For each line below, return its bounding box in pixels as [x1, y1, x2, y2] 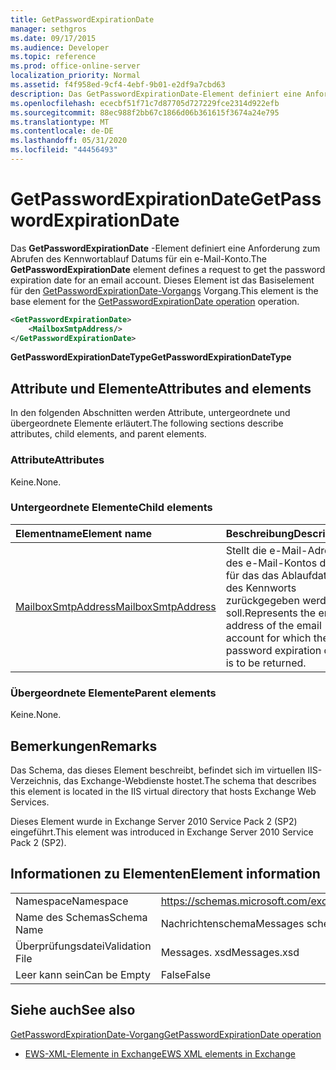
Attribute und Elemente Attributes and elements [10, 380, 312, 397]
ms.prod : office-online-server [10, 61, 141, 71]
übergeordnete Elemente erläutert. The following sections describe [10, 417, 284, 430]
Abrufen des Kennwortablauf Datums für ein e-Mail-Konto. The [10, 252, 267, 265]
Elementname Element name [15, 526, 153, 540]
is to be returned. [225, 656, 307, 670]
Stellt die [225, 543, 267, 557]
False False [160, 967, 212, 981]
